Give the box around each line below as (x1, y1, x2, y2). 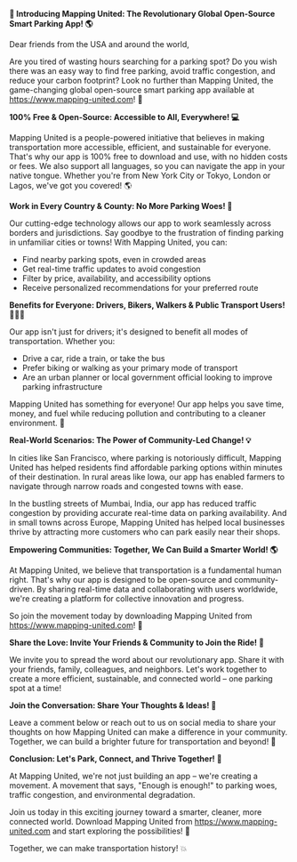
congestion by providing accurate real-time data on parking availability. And (9, 508, 287, 518)
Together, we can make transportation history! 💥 (9, 843, 188, 853)
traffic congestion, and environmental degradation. (9, 790, 196, 800)
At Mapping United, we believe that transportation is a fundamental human (9, 565, 282, 576)
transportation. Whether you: (9, 336, 116, 346)
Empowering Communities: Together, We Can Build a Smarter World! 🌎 (9, 544, 278, 555)
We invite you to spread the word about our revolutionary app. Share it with (9, 655, 285, 665)
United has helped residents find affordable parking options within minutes (9, 463, 283, 472)
